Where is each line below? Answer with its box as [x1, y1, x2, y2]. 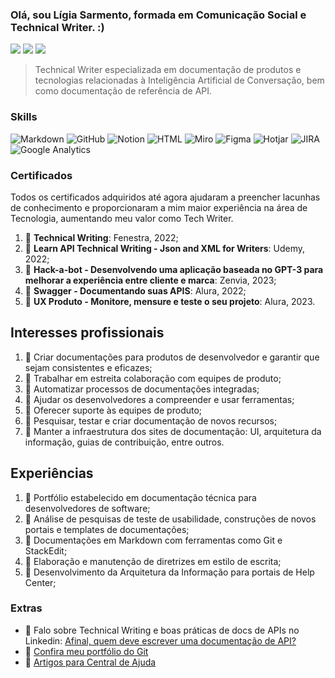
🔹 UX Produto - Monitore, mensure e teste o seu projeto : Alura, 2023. [24, 295, 316, 307]
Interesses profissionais [10, 324, 165, 342]
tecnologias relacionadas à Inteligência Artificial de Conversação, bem [34, 74, 325, 87]
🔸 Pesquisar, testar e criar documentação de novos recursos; [24, 414, 278, 427]
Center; [24, 576, 57, 588]
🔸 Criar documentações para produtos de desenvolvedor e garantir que [24, 351, 320, 363]
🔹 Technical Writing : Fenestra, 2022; [24, 231, 179, 243]
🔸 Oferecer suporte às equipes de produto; [24, 404, 203, 416]
